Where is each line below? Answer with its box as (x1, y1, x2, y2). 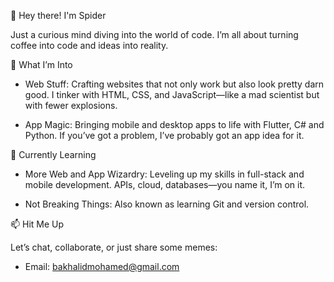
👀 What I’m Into (10, 59, 73, 70)
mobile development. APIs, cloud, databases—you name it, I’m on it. (24, 179, 306, 190)
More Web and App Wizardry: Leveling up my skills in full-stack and (24, 168, 305, 180)
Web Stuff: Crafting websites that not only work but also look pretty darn (24, 78, 325, 90)
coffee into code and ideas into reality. (10, 40, 169, 51)
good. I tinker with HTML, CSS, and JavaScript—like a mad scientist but (24, 89, 320, 100)
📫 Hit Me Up (10, 218, 65, 230)
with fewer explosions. (24, 100, 118, 111)
